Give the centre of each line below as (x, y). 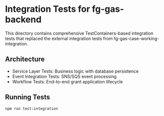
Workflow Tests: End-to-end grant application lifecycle (68, 81)
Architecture (25, 59)
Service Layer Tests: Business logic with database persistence (75, 71)
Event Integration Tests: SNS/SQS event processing (64, 76)
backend (23, 19)
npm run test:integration (31, 109)
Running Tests (27, 97)
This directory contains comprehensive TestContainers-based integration (79, 33)
